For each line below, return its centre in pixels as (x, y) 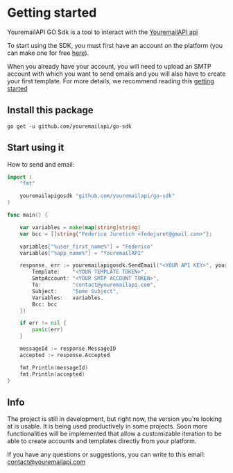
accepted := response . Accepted (65, 355)
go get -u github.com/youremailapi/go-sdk (69, 126)
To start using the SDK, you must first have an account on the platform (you (115, 45)
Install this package (50, 110)
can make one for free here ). (48, 53)
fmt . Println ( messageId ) (54, 367)
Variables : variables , (68, 298)
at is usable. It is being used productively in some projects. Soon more (107, 426)
